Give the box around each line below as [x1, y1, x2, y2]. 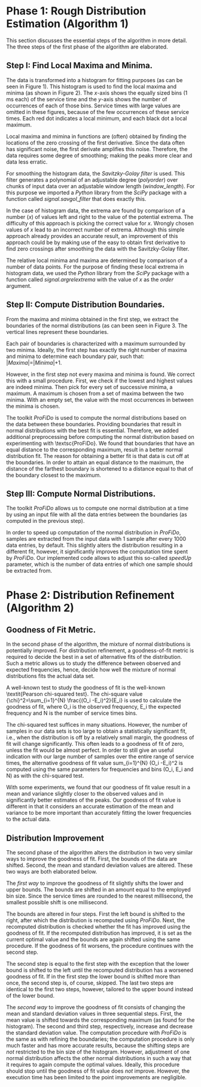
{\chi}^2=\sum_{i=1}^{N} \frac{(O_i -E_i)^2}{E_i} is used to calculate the [6, 697, 181, 704]
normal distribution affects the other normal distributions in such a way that [6, 1055, 192, 1062]
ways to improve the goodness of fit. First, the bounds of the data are [6, 856, 178, 863]
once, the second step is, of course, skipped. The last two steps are [6, 979, 173, 987]
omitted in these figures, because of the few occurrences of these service [6, 108, 190, 115]
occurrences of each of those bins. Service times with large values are [6, 102, 181, 109]
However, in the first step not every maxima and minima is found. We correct [6, 371, 195, 378]
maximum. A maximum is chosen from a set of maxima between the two [6, 390, 184, 397]
